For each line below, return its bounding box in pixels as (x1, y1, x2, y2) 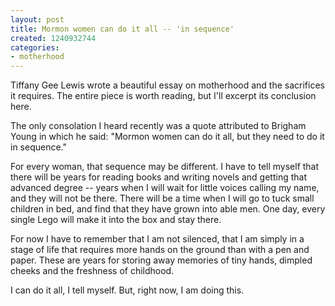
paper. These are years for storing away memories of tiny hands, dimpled (10, 254, 313, 266)
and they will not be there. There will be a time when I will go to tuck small (10, 192, 315, 205)
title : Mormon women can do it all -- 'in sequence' (10, 24, 235, 34)
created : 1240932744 (10, 33, 97, 43)
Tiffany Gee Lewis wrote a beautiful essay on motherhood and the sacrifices (10, 79, 325, 91)
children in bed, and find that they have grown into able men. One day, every (10, 203, 326, 215)
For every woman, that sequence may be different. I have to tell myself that (10, 161, 320, 173)
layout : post (10, 14, 65, 25)
